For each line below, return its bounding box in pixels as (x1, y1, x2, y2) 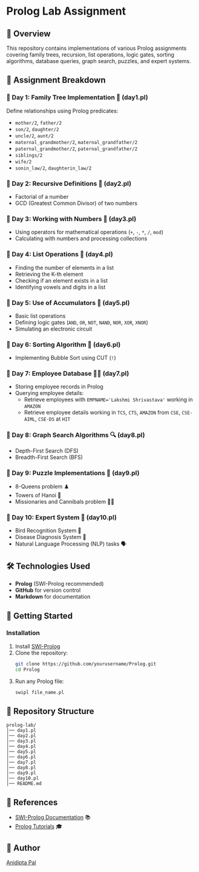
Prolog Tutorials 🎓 (15, 823, 62, 830)
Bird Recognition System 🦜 (15, 527, 82, 534)
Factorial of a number (15, 193, 69, 200)
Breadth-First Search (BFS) (15, 453, 83, 461)
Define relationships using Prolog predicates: (6, 107, 119, 114)
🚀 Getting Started (6, 611, 73, 621)
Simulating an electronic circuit (15, 325, 93, 332)
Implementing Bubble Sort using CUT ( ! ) (15, 354, 116, 362)
